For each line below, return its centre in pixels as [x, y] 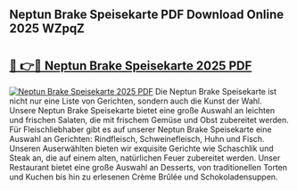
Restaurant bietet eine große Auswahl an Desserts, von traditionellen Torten [148, 167]
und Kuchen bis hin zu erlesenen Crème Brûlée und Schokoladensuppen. [144, 177]
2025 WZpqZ [47, 29]
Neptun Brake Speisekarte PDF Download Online [147, 15]
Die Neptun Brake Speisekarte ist [216, 91]
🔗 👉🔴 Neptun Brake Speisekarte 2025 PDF [131, 66]
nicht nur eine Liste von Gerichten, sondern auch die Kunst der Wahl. [136, 101]
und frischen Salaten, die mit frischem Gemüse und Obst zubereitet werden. [149, 120]
